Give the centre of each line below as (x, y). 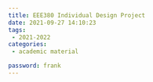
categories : (27, 45)
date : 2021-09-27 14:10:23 (52, 23)
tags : (17, 30)
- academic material (45, 52)
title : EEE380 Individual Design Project (77, 15)
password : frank (35, 66)
